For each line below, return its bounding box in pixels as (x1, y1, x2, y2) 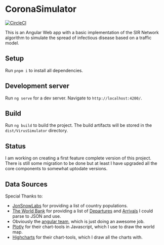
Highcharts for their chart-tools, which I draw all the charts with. (12, 234, 143, 240)
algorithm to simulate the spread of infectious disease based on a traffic (5, 35, 152, 41)
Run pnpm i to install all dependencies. (5, 67, 83, 73)
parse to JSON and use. (12, 213, 61, 219)
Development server (5, 82, 70, 90)
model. (5, 40, 19, 46)
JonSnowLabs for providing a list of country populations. (12, 203, 128, 208)
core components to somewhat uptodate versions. (5, 166, 108, 172)
